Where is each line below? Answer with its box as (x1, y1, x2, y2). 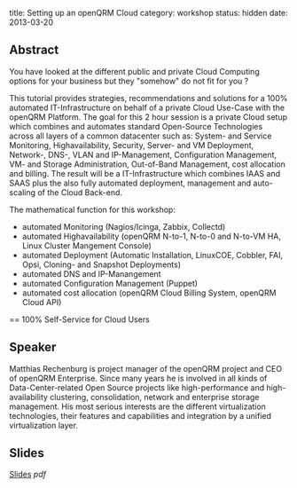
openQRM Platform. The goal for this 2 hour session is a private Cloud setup (9, 111, 288, 122)
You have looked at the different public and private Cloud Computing (9, 66, 260, 76)
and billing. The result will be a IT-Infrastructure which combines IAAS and (9, 168, 281, 178)
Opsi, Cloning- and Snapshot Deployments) (21, 259, 182, 270)
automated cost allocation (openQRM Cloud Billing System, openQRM (21, 287, 277, 298)
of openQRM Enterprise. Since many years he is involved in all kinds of (9, 373, 268, 383)
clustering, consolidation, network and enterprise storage (50, 391, 260, 402)
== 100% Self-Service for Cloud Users (9, 314, 151, 325)
